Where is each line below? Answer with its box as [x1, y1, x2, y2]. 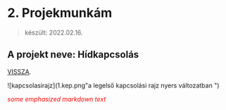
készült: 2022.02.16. [24, 28, 83, 37]
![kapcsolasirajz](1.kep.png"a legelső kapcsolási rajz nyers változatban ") [7, 81, 220, 90]
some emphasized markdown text [7, 94, 106, 103]
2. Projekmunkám [7, 5, 113, 21]
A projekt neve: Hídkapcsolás [7, 49, 139, 61]
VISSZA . [7, 67, 32, 75]
